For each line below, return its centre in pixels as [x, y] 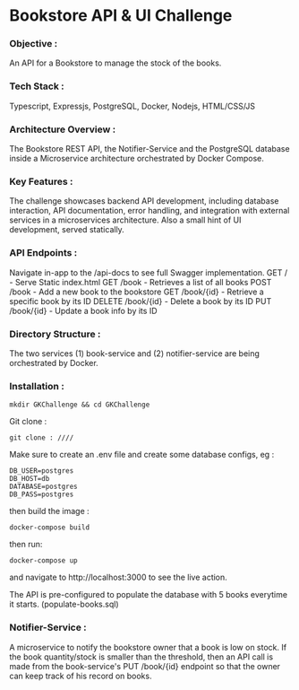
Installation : [37, 386]
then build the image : [49, 511]
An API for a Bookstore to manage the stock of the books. [115, 63]
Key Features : [41, 182]
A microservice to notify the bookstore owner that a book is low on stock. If [148, 647]
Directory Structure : [55, 334]
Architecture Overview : [63, 129]
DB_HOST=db [30, 479]
